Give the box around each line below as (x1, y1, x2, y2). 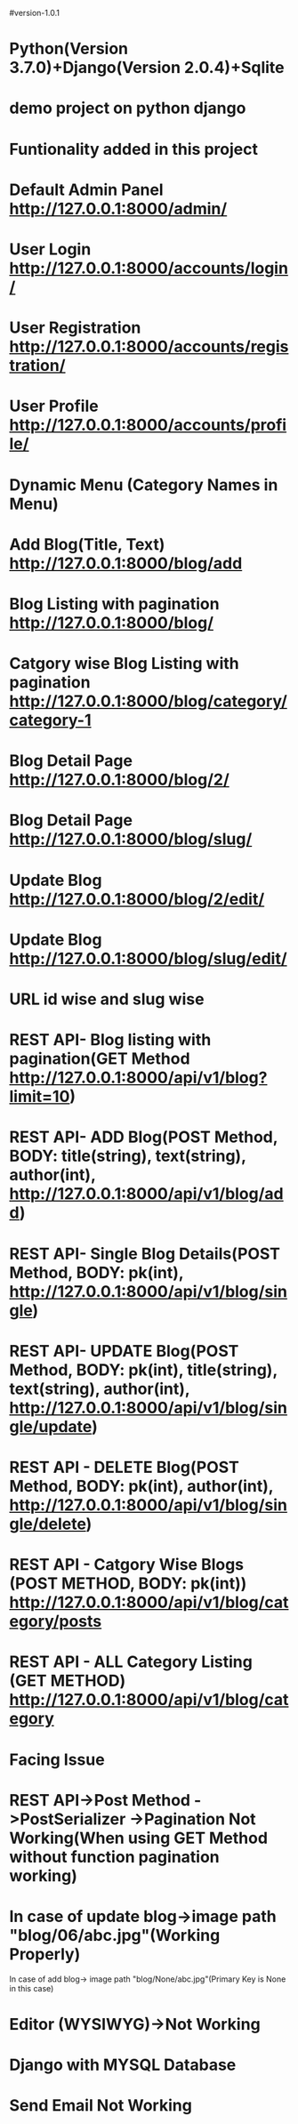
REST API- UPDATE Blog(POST (9, 1340, 239, 1361)
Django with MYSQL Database (9, 2055, 237, 2075)
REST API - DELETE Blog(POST (9, 1457, 240, 1477)
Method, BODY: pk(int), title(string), (9, 1360, 278, 1380)
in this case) (9, 1983, 54, 1993)
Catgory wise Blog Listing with (9, 654, 239, 674)
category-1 (9, 711, 92, 730)
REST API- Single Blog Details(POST (9, 1243, 281, 1264)
